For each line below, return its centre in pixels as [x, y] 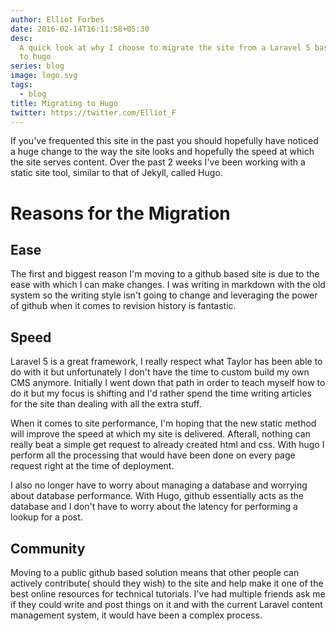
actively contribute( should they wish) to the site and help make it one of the [167, 583]
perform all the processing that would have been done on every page [153, 455]
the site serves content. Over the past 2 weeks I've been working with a [158, 162]
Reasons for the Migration [120, 213]
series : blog [37, 66]
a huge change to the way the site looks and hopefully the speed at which [162, 152]
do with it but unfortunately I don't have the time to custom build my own [160, 372]
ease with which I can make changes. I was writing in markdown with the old [168, 285]
